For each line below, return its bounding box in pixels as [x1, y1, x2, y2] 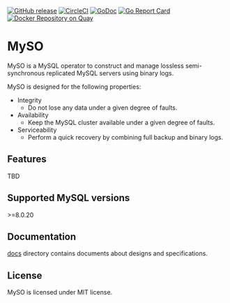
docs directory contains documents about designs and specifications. [7, 249, 208, 258]
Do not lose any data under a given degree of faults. [27, 103, 178, 112]
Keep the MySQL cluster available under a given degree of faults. [27, 118, 215, 126]
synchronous [7, 68, 45, 77]
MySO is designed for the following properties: [7, 82, 141, 91]
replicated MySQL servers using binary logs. [46, 68, 174, 77]
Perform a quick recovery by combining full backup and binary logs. [27, 133, 224, 141]
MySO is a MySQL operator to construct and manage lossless [7, 61, 185, 70]
